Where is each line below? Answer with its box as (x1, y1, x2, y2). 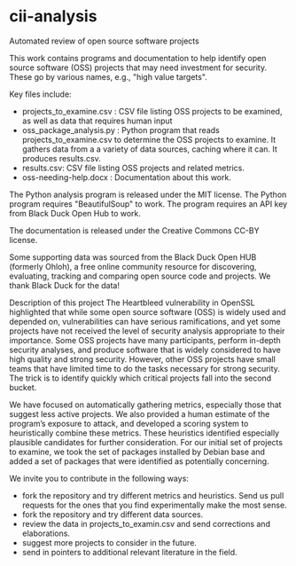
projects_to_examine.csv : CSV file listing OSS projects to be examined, (21, 106, 283, 116)
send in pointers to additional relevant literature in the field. (21, 546, 238, 557)
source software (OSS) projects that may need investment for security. (9, 62, 268, 73)
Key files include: (9, 89, 73, 99)
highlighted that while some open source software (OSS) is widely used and (9, 306, 286, 317)
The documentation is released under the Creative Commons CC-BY (9, 224, 260, 236)
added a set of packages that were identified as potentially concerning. (9, 455, 269, 467)
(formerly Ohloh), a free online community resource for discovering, (9, 261, 257, 271)
